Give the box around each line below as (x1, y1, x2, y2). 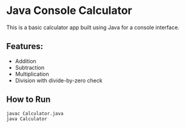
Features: (6, 41, 44, 52)
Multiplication (15, 70, 50, 78)
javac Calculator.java (6, 110, 64, 116)
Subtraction (15, 64, 44, 71)
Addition (15, 57, 36, 64)
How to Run (6, 95, 51, 105)
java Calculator (6, 116, 47, 122)
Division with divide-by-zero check (15, 76, 103, 84)
